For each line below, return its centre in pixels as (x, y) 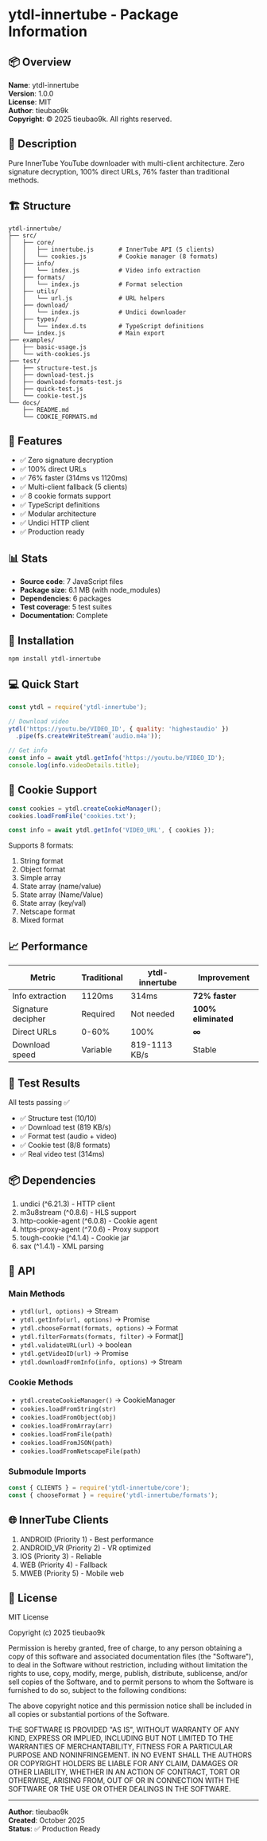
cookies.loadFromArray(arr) (66, 1426)
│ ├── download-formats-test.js (66, 382)
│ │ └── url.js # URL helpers (87, 298)
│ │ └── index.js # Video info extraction (104, 270)
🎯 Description (43, 144)
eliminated (213, 1019)
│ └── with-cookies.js (49, 354)
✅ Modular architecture (58, 514)
